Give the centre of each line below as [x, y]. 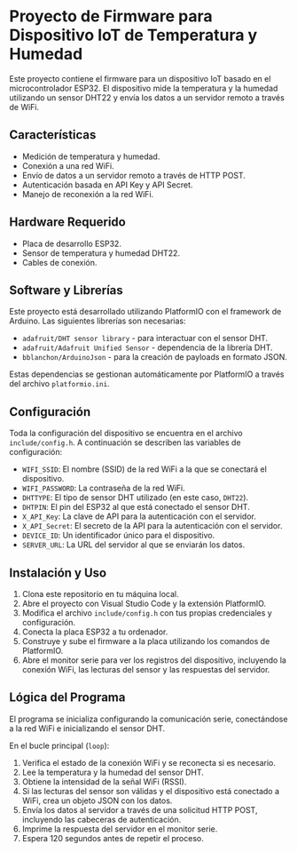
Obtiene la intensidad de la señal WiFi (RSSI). [104, 781]
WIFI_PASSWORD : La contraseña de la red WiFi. [104, 488]
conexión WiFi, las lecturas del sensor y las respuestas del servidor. [146, 669]
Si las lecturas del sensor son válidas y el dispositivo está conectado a [151, 791]
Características [53, 135]
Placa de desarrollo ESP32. [72, 243]
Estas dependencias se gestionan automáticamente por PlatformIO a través [147, 374]
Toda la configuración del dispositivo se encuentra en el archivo [126, 434]
